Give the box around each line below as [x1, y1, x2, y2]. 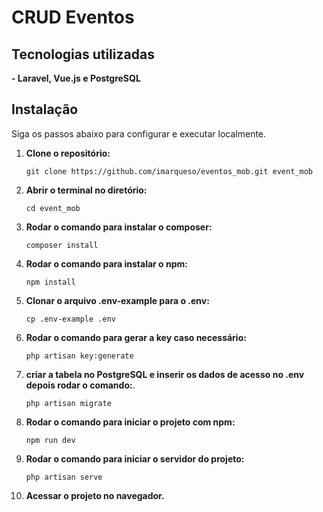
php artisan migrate [25, 398, 112, 408]
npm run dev [25, 435, 76, 445]
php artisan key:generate [25, 351, 134, 361]
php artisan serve [25, 472, 103, 482]
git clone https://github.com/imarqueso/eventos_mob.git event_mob [25, 166, 313, 176]
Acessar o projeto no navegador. [25, 489, 165, 501]
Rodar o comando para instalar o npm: [25, 257, 188, 270]
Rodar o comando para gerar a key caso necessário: [25, 331, 247, 343]
